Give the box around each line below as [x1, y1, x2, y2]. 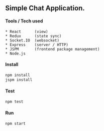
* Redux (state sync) [5, 33, 62, 38]
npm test [5, 99, 24, 104]
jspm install [5, 77, 33, 82]
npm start [5, 121, 26, 126]
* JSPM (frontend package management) [5, 46, 100, 51]
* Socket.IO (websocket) [5, 37, 59, 43]
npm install [5, 72, 30, 77]
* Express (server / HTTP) [5, 42, 69, 47]
